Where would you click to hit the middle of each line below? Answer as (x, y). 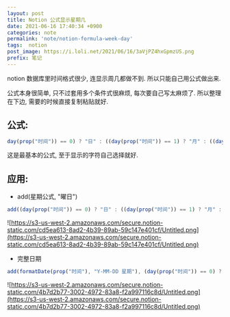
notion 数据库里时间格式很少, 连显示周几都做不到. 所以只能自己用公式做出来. (114, 78)
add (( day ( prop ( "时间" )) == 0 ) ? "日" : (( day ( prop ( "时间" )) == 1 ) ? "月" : (115, 210)
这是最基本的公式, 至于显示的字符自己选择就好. (73, 155)
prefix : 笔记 (25, 58)
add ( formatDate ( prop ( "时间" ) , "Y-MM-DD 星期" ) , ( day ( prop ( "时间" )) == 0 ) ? (115, 272)
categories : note (32, 33)
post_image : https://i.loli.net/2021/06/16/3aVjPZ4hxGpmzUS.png (101, 52)
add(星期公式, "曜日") (47, 196)
